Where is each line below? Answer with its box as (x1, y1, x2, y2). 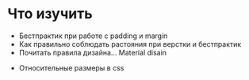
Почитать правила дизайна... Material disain (18, 48, 167, 57)
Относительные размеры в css (18, 63, 125, 72)
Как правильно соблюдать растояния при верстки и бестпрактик (18, 39, 242, 48)
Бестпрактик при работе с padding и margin (18, 31, 168, 40)
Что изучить (7, 5, 93, 23)
